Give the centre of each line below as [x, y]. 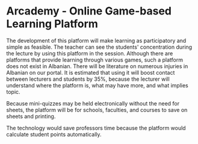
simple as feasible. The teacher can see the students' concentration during [99, 47]
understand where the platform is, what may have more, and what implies [97, 85]
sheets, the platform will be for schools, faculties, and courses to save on [97, 110]
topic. [13, 92]
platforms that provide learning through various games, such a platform [95, 60]
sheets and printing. [31, 116]
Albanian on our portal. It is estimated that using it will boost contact [91, 72]
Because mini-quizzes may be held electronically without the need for [93, 103]
